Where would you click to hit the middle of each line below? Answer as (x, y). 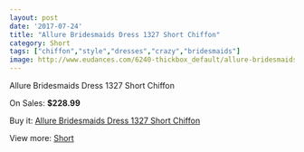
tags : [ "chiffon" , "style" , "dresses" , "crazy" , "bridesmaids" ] (125, 52)
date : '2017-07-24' (46, 26)
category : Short (40, 43)
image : (22, 60)
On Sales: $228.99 (45, 103)
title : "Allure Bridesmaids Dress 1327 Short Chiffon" (115, 34)
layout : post (34, 18)
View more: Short (42, 138)
